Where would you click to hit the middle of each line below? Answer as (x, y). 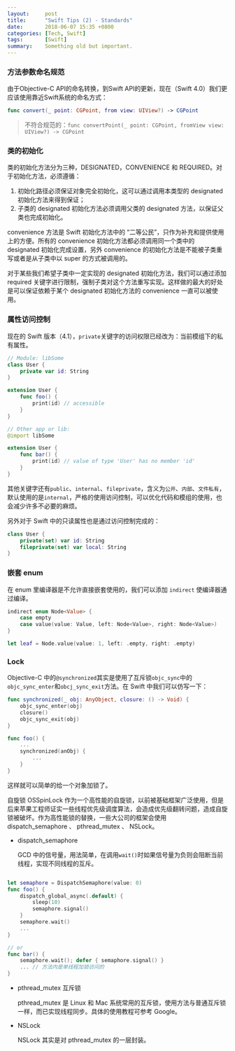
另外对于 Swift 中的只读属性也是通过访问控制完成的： (84, 521)
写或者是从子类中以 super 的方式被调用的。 (69, 258)
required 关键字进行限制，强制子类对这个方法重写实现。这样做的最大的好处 (115, 282)
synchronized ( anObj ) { (53, 751)
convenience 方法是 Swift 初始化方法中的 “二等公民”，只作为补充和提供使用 (116, 232)
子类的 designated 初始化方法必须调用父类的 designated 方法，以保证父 (120, 209)
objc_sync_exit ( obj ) (50, 719)
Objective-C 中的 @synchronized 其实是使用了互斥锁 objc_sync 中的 (100, 678)
